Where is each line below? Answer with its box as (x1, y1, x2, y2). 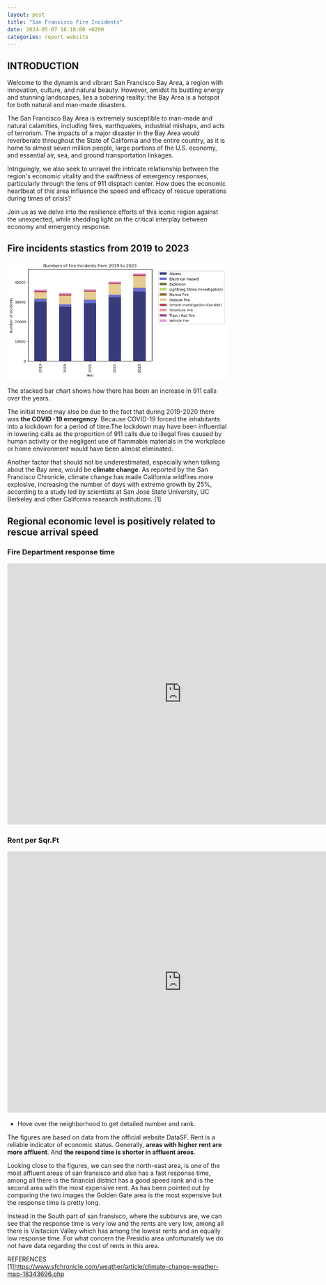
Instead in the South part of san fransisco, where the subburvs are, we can (7, 1212, 222, 1220)
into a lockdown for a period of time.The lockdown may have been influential (7, 422, 227, 431)
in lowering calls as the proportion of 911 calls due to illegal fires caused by (7, 430, 222, 438)
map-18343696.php (7, 1270, 65, 1278)
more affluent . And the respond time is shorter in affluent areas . (7, 1148, 196, 1156)
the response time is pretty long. (7, 1199, 101, 1207)
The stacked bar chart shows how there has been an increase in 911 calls (7, 387, 217, 395)
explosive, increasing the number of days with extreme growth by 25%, (7, 481, 212, 489)
